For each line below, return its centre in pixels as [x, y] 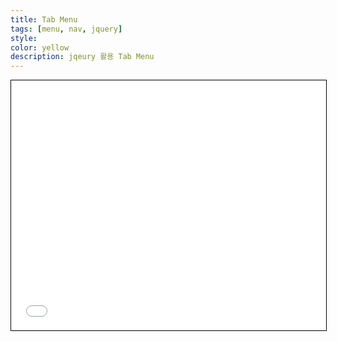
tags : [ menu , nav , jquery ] [66, 29]
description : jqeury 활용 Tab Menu [82, 57]
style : [24, 38]
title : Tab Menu [44, 19]
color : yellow [40, 47]
